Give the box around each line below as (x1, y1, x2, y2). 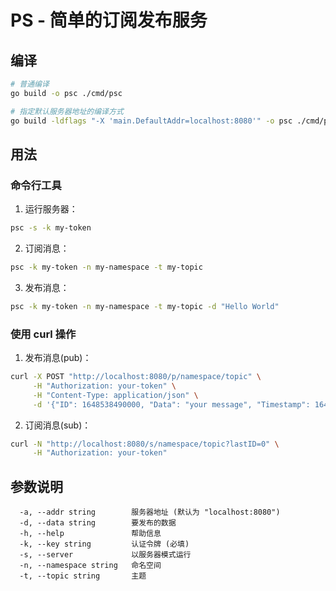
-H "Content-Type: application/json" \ (32, 390, 199, 400)
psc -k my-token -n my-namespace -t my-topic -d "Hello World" (10, 301, 280, 311)
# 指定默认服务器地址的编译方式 (10, 106, 124, 116)
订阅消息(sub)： (24, 419, 92, 431)
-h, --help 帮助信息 (19, 529, 162, 539)
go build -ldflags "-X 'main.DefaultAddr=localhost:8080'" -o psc (10, 116, 293, 126)
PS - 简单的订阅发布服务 (10, 9, 208, 32)
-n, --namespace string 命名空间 (19, 561, 162, 571)
